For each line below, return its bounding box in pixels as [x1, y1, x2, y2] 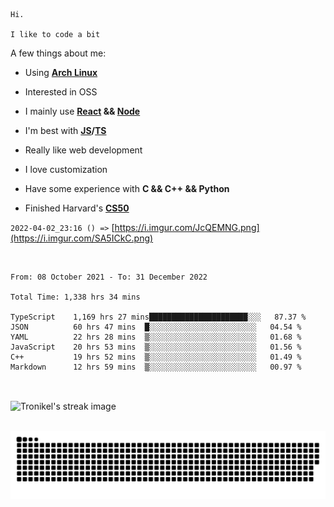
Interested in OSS [24, 86, 98, 98]
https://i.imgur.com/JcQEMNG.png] [114, 222, 260, 233]
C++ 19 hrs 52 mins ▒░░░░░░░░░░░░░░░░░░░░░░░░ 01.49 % [10, 352, 302, 362]
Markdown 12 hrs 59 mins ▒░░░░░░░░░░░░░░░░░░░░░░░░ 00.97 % [10, 362, 302, 372]
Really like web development [24, 144, 143, 156]
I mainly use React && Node [24, 105, 141, 117]
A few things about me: [10, 47, 107, 59]
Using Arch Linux [24, 67, 98, 78]
